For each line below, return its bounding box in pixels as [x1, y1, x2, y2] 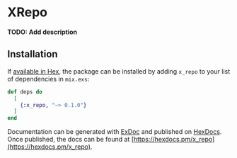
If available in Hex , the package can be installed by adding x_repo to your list [7, 67, 231, 75]
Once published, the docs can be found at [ [7, 135, 134, 144]
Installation [7, 48, 58, 60]
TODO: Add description [7, 28, 78, 36]
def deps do [7, 88, 42, 96]
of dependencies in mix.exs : [7, 74, 90, 83]
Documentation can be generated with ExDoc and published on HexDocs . [7, 128, 222, 136]
